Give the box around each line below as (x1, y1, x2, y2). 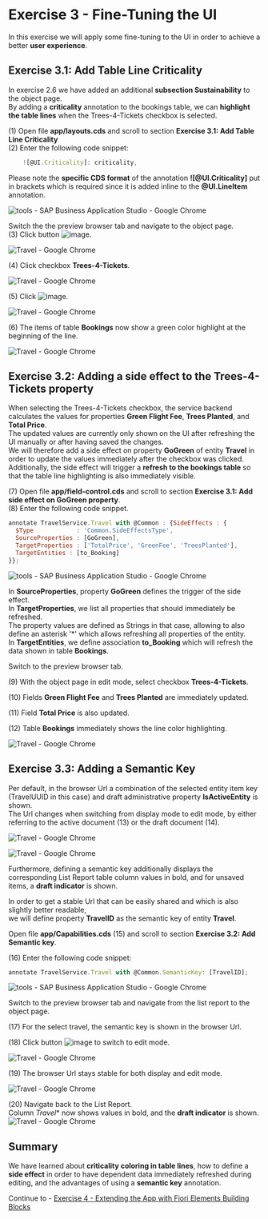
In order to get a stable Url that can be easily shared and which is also (8, 896, 238, 905)
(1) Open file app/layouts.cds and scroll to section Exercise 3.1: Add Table (8, 126, 254, 135)
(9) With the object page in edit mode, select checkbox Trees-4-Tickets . (8, 677, 249, 686)
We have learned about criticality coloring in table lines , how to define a (8, 1161, 250, 1171)
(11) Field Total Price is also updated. (8, 708, 130, 717)
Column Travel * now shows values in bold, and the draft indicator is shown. (8, 1108, 259, 1117)
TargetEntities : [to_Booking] (15, 549, 120, 557)
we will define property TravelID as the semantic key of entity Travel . (8, 913, 237, 923)
